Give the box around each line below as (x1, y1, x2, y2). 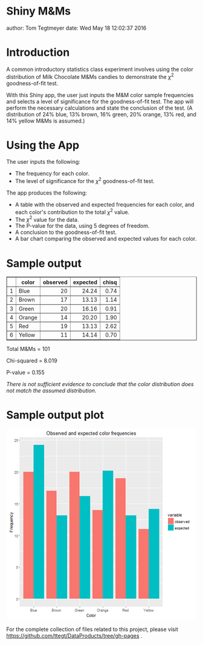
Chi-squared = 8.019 (6, 356, 57, 364)
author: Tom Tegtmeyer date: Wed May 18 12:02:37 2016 (6, 24, 147, 32)
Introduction (6, 45, 70, 59)
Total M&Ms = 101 (6, 345, 50, 352)
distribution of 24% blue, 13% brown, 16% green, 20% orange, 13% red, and (6, 110, 196, 118)
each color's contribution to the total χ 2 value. (14, 207, 130, 216)
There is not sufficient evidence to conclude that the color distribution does (6, 380, 195, 387)
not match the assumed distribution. (6, 387, 97, 394)
